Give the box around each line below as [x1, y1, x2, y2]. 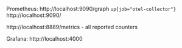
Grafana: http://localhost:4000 [6, 35, 83, 42]
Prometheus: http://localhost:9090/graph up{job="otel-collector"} [6, 5, 177, 12]
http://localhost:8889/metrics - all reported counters [6, 24, 138, 30]
